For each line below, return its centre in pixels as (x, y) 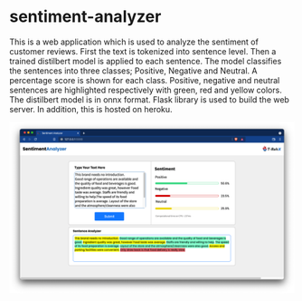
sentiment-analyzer (85, 17)
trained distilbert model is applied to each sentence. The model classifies (146, 61)
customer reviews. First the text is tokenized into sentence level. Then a (143, 51)
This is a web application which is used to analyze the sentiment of (134, 42)
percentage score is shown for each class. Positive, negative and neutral (145, 80)
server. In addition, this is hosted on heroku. (91, 109)
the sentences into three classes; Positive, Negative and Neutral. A (133, 71)
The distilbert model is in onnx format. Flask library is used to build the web (149, 99)
